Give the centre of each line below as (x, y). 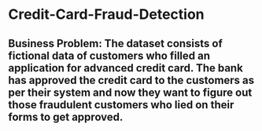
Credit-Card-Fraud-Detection (106, 15)
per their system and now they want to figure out (130, 92)
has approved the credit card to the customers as (131, 80)
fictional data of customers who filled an (109, 55)
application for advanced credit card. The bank (126, 68)
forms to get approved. (66, 116)
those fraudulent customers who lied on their (121, 105)
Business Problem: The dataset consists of (115, 44)
